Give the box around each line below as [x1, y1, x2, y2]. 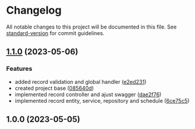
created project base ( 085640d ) [14, 84, 94, 92]
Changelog [6, 4, 62, 17]
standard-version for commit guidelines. [6, 29, 105, 36]
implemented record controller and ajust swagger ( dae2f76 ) [14, 90, 162, 98]
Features [6, 65, 33, 73]
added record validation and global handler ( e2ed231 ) [14, 78, 147, 85]
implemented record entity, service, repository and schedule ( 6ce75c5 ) [14, 97, 190, 104]
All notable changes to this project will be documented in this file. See [6, 23, 177, 30]
